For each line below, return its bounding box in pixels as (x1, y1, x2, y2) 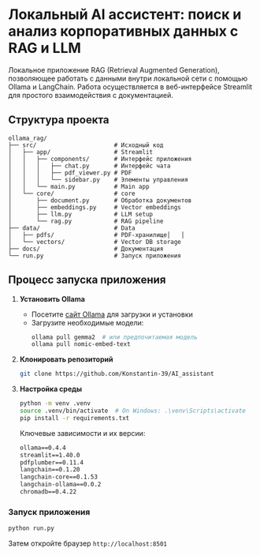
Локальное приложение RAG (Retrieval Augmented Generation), (8, 65, 221, 74)
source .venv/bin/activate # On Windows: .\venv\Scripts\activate (19, 407, 246, 415)
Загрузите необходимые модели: (31, 317, 144, 327)
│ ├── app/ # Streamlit (8, 148, 154, 156)
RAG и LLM (8, 39, 81, 57)
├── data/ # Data (8, 224, 136, 232)
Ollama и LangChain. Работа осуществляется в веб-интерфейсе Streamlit (8, 81, 253, 92)
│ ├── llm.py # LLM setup (8, 210, 154, 218)
